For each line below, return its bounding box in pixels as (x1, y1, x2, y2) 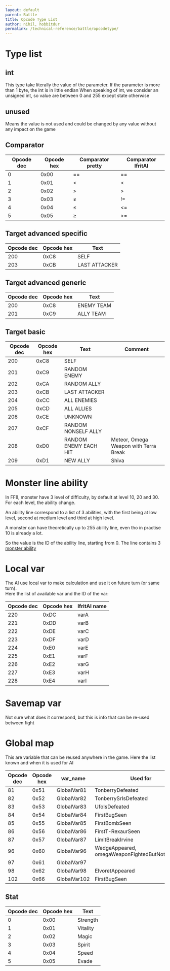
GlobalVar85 (56, 819, 87, 826)
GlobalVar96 (56, 847, 87, 854)
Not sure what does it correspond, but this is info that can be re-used (5, 714, 150, 720)
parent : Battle (5, 12, 37, 17)
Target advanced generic (5, 278, 87, 287)
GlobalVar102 (56, 875, 90, 882)
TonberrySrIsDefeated (95, 795, 148, 802)
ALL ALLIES (64, 405, 92, 412)
